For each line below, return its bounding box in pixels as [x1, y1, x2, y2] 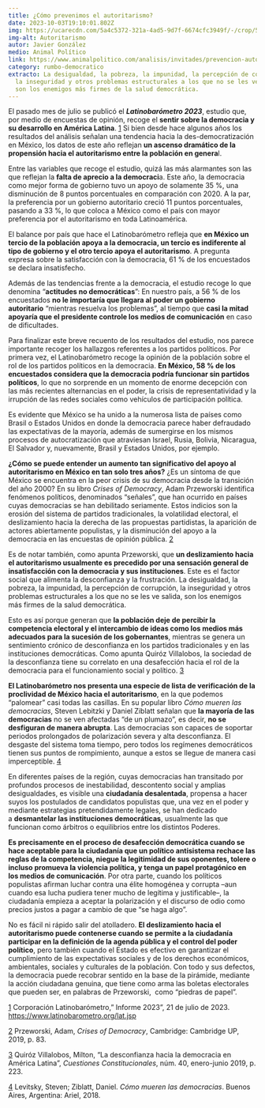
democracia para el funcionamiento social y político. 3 [8, 665, 185, 676]
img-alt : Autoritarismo [8, 33, 87, 42]
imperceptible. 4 [8, 756, 62, 767]
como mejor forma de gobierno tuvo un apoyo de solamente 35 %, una [8, 181, 239, 190]
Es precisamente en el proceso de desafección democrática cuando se [8, 838, 245, 847]
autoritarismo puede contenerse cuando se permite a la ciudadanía [8, 929, 233, 938]
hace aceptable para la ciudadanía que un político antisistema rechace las [8, 846, 256, 856]
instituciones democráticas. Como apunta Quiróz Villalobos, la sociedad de [8, 649, 252, 658]
